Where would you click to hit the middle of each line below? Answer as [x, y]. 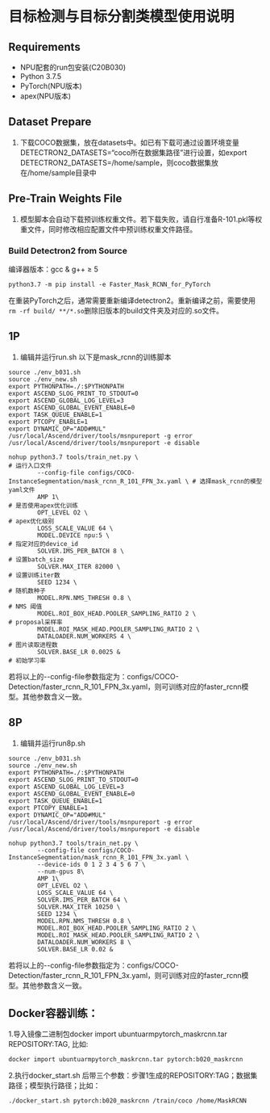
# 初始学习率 [27, 660]
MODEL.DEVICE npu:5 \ [74, 535]
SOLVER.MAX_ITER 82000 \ [79, 566]
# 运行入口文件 [30, 465]
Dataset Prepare [50, 122]
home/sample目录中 [63, 172]
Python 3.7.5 [41, 76]
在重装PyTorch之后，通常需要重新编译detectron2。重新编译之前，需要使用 [132, 300]
